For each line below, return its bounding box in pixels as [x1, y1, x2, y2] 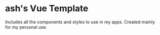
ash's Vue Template [5, 3, 88, 14]
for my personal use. [5, 24, 47, 30]
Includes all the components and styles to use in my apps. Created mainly [5, 19, 156, 25]
